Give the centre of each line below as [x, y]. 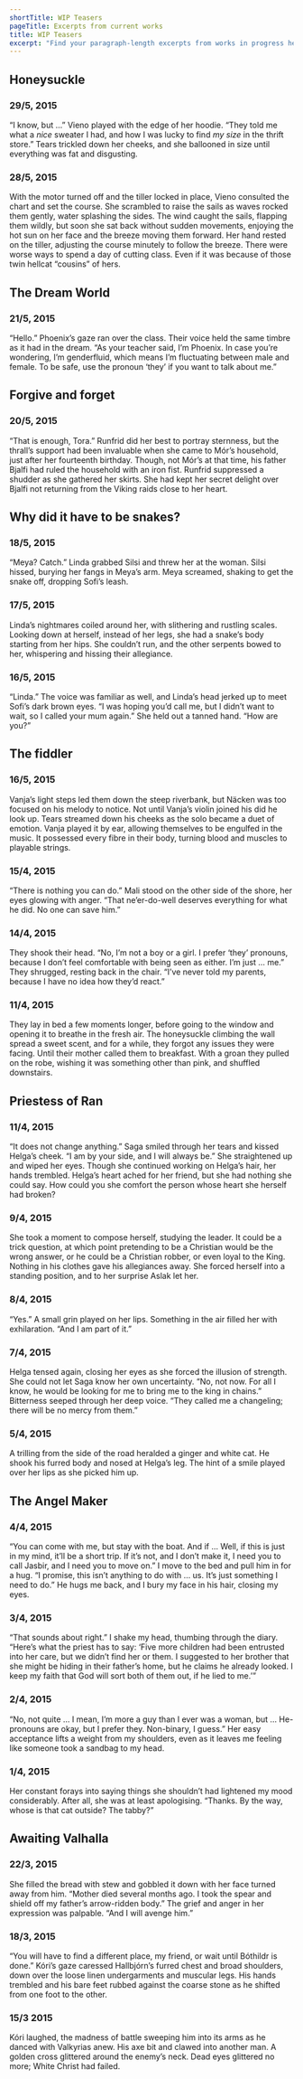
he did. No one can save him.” [65, 909]
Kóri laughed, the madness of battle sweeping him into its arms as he [138, 2037]
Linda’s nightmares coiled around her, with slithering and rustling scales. [143, 625]
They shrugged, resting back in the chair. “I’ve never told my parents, [138, 972]
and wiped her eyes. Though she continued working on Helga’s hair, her [143, 1166]
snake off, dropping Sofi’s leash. [69, 582]
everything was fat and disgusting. [73, 154]
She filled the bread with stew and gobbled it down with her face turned [143, 1884]
